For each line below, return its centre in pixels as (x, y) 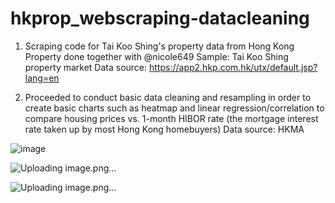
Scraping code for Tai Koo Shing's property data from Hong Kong (159, 46)
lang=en (42, 78)
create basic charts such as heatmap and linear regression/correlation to (174, 108)
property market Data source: (86, 67)
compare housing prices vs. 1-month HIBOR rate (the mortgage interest (171, 118)
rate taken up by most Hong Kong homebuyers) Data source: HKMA (164, 129)
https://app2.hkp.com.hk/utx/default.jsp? (233, 67)
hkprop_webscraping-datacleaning (160, 18)
